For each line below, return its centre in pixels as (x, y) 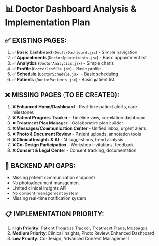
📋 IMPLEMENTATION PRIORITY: (55, 214)
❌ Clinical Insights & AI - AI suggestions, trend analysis (68, 139)
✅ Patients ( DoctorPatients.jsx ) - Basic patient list (63, 79)
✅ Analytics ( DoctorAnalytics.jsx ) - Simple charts (63, 63)
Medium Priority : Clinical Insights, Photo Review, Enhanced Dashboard (83, 233)
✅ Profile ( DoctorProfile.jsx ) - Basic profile (56, 69)
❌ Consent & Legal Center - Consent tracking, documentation (74, 150)
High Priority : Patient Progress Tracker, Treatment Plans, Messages (80, 228)
